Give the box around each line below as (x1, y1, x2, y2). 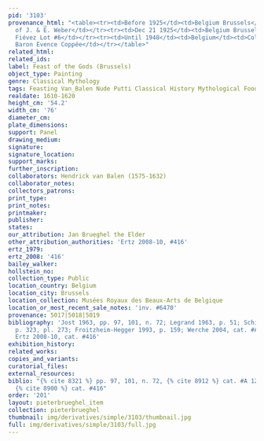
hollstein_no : (8, 267, 55, 275)
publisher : (8, 216, 44, 224)
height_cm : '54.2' (8, 99, 68, 107)
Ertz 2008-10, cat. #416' (15, 333, 101, 341)
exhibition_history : (8, 340, 76, 348)
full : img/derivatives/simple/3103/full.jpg (8, 421, 156, 428)
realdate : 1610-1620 (8, 92, 76, 100)
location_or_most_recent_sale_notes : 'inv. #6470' (8, 303, 178, 311)
